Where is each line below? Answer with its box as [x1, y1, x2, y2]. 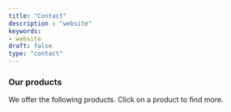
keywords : [8, 27, 42, 35]
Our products [8, 76, 62, 88]
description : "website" [8, 19, 92, 28]
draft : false [8, 42, 53, 50]
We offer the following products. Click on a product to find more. [8, 95, 225, 105]
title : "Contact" [8, 11, 67, 20]
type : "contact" [8, 50, 63, 58]
